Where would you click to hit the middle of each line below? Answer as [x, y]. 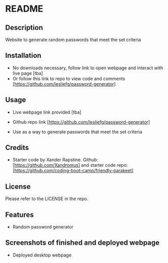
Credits [17, 148]
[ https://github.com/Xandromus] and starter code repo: [70, 165]
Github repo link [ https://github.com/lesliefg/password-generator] [81, 122]
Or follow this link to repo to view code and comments [69, 79]
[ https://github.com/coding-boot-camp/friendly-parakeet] [73, 171]
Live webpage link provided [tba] [47, 112]
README [24, 9]
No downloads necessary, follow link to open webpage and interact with [88, 68]
